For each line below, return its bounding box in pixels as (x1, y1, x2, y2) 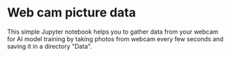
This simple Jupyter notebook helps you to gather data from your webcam (7, 27, 219, 36)
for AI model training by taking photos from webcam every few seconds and (7, 34, 224, 43)
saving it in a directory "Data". (7, 42, 93, 50)
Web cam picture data (7, 5, 136, 21)
